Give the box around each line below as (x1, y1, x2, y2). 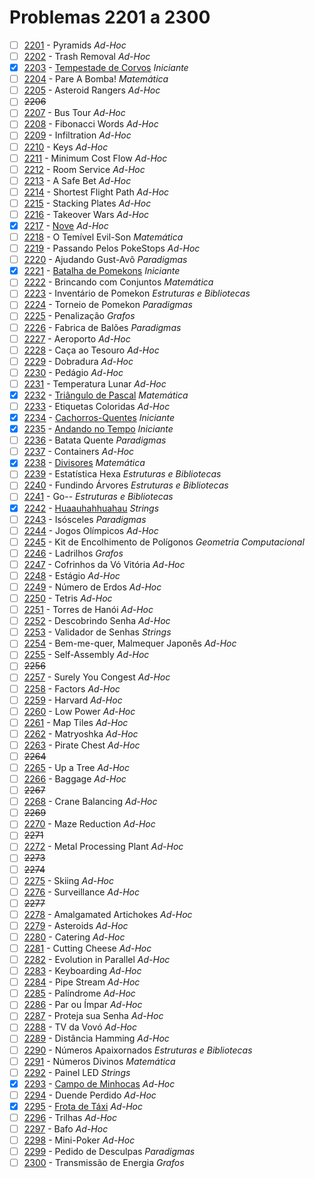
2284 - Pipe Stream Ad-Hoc (23, 976, 141, 988)
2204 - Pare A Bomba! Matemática (23, 73, 169, 85)
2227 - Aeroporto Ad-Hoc (23, 332, 131, 345)
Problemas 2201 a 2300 (9, 6, 211, 29)
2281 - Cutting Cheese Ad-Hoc (23, 942, 152, 954)
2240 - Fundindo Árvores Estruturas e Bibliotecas (23, 479, 229, 491)
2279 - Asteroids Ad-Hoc (23, 919, 129, 931)
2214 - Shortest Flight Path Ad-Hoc (23, 186, 170, 198)
